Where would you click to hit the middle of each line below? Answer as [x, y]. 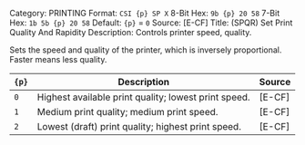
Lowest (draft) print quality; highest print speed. [139, 126]
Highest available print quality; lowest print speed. [143, 97]
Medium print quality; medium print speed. [127, 112]
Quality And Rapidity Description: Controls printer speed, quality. [131, 32]
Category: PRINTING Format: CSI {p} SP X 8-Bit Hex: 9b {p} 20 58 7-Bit [145, 13]
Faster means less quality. [58, 59]
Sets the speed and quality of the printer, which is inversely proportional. [146, 50]
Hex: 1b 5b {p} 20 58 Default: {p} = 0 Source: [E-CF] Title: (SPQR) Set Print [151, 23]
